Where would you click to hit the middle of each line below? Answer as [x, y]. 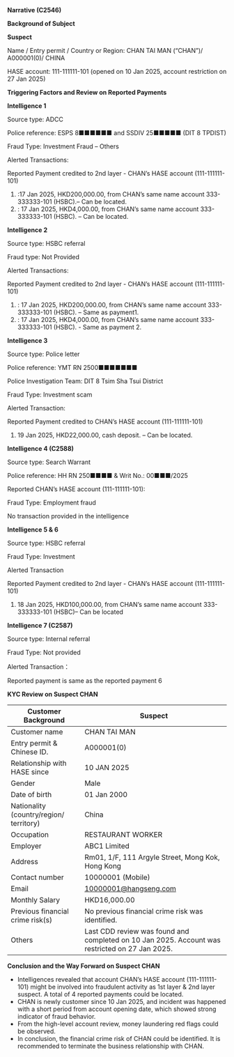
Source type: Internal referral [49, 639]
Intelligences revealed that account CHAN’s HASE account [101, 979]
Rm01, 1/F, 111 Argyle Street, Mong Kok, [152, 857]
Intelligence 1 [27, 106]
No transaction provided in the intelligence [68, 516]
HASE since [30, 772]
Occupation [30, 834]
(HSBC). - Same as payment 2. [97, 327]
